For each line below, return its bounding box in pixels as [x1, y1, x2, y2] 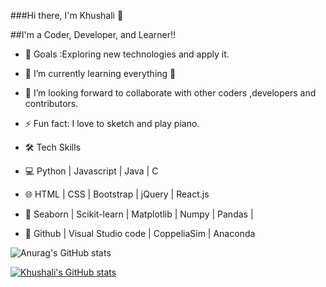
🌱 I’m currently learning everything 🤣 [24, 68, 177, 79]
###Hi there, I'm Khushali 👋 [10, 10, 124, 21]
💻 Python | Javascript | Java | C [24, 165, 159, 177]
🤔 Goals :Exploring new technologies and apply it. [24, 48, 230, 60]
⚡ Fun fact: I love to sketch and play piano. [24, 118, 200, 129]
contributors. [24, 98, 79, 109]
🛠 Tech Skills [24, 141, 82, 153]
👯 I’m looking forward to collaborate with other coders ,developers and [24, 87, 317, 99]
